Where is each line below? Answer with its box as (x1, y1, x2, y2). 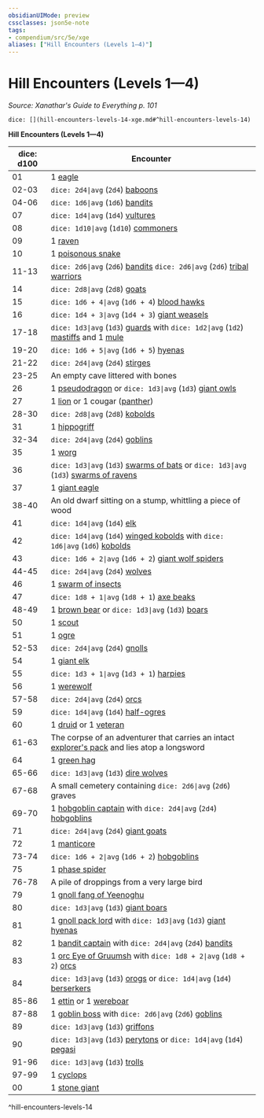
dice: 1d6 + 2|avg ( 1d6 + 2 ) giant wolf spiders (50, 553, 224, 564)
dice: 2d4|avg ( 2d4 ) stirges (50, 357, 151, 368)
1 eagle (50, 172, 79, 183)
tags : (8, 26, 26, 34)
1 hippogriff (50, 422, 94, 433)
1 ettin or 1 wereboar (50, 996, 130, 1007)
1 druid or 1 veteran (50, 719, 125, 730)
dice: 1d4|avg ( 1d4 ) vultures (50, 210, 156, 221)
